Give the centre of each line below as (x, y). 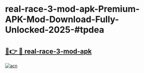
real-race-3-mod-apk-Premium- (72, 9)
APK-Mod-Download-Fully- (62, 19)
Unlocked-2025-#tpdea (55, 30)
